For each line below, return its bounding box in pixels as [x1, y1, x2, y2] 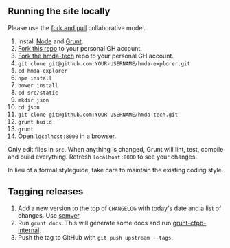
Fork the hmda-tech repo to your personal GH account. [17, 52, 174, 60]
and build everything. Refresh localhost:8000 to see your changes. [8, 153, 198, 161]
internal [17, 226, 40, 234]
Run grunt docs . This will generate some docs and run [17, 218, 172, 227]
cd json [17, 104, 40, 111]
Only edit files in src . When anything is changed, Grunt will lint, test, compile [8, 145, 224, 153]
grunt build [17, 118, 52, 126]
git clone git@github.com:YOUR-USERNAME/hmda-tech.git [17, 111, 179, 118]
